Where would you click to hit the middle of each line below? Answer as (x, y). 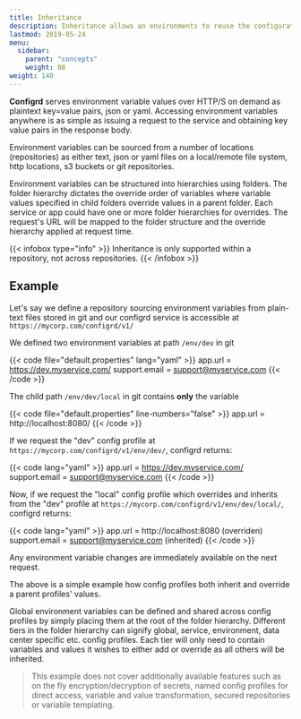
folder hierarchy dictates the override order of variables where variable (140, 193)
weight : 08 (46, 68)
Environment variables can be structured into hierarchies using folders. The (149, 184)
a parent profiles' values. (55, 594)
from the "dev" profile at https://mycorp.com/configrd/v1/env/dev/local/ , (146, 503)
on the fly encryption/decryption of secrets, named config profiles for (159, 685)
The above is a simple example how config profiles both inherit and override (150, 584)
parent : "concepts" (62, 59)
